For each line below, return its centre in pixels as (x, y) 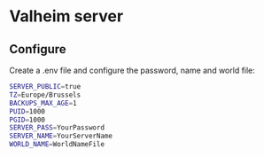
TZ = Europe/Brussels (45, 95)
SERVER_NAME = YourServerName (61, 136)
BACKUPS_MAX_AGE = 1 (43, 103)
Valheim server (66, 16)
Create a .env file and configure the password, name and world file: (132, 70)
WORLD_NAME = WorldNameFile (57, 145)
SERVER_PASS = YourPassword (57, 128)
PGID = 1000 (27, 120)
